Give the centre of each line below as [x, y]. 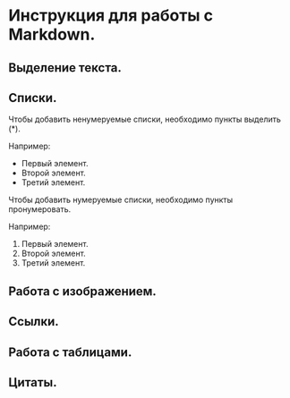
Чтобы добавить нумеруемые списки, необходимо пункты [121, 200]
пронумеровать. [40, 209]
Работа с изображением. [83, 291]
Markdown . [52, 34]
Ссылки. [34, 322]
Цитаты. [33, 382]
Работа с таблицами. [70, 352]
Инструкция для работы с [111, 16]
